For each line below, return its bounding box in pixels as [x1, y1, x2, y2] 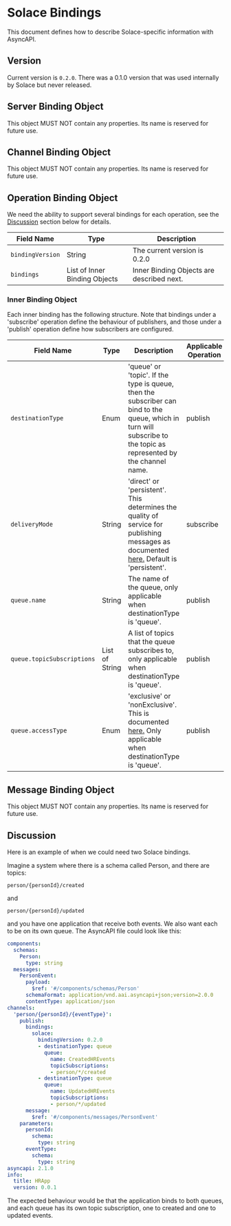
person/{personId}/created [7, 882, 85, 889]
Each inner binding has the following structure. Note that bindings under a [7, 311, 217, 319]
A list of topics [128, 628, 175, 638]
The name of [128, 574, 170, 584]
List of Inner [66, 266, 105, 275]
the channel [128, 457, 166, 467]
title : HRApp [13, 1178, 51, 1185]
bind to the [128, 405, 163, 415]
